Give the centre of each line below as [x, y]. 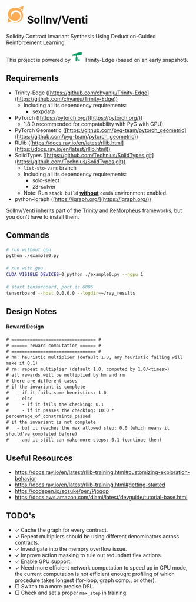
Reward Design [25, 327]
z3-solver [44, 186]
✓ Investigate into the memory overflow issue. [71, 549]
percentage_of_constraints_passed [49, 417]
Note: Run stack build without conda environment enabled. [95, 193]
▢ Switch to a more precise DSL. [54, 586]
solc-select [46, 180]
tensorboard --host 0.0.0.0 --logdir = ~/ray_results [71, 293]
